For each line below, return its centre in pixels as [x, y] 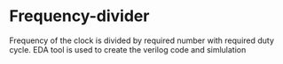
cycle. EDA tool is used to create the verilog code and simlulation [128, 49]
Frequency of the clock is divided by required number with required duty [142, 40]
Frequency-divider [79, 16]
